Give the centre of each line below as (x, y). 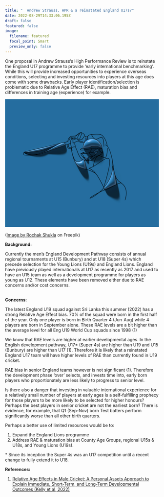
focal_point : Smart (29, 42)
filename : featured (29, 36)
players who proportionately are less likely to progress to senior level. (75, 380)
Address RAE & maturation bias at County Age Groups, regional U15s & (83, 440)
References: (18, 470)
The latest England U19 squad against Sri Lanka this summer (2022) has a (79, 309)
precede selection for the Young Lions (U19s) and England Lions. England (79, 264)
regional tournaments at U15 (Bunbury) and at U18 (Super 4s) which (73, 259)
